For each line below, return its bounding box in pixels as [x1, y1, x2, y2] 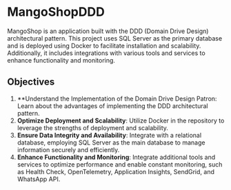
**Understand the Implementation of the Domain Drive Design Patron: [17, 94, 217, 103]
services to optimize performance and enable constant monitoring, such [17, 160, 223, 169]
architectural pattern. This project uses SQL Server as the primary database [7, 34, 223, 42]
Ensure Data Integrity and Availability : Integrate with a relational [17, 131, 202, 139]
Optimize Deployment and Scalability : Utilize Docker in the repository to [17, 116, 225, 125]
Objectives [7, 76, 55, 88]
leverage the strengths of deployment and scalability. [17, 123, 169, 131]
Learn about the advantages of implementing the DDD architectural [17, 101, 208, 110]
